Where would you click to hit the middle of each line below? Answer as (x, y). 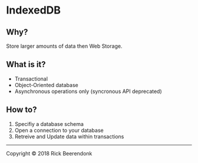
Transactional (31, 79)
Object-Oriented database (46, 85)
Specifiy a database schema (49, 124)
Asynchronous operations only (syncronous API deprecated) (88, 91)
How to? (22, 110)
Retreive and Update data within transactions (69, 137)
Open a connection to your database (59, 130)
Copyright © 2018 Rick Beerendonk (49, 153)
